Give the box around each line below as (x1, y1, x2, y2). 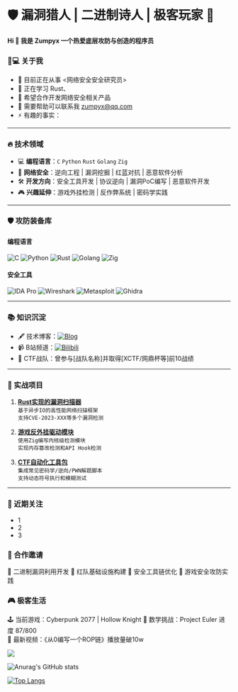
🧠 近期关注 (7, 499, 44, 509)
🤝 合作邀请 (7, 549, 44, 559)
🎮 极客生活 (7, 596, 47, 605)
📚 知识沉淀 (7, 312, 46, 322)
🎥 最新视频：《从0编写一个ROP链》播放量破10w (7, 635, 144, 644)
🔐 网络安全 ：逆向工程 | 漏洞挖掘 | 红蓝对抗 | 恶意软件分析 (17, 168, 183, 177)
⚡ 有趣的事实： (17, 111, 62, 120)
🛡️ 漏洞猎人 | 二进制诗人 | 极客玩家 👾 (7, 7, 215, 23)
